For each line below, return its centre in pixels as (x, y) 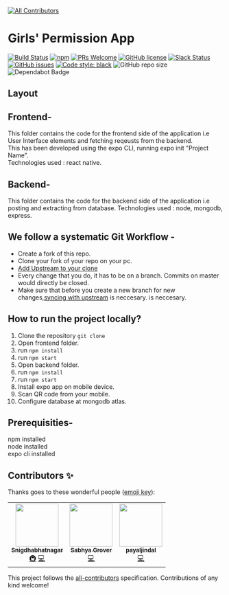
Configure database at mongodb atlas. (72, 401)
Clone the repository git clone (61, 335)
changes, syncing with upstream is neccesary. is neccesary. (102, 297)
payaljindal (141, 550)
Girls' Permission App (71, 38)
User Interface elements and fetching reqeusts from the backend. (100, 141)
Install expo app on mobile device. (66, 386)
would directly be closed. (53, 282)
